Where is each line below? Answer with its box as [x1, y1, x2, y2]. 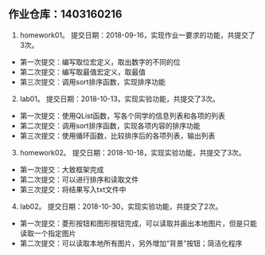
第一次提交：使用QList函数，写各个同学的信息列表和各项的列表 [19, 111, 225, 120]
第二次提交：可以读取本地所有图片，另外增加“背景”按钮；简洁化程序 [19, 238, 243, 248]
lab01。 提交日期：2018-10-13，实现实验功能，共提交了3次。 [19, 94, 220, 104]
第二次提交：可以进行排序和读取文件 [19, 175, 139, 184]
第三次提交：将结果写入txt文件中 [19, 184, 127, 194]
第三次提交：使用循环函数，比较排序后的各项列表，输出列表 [19, 131, 216, 140]
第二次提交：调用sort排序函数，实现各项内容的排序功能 [19, 120, 201, 130]
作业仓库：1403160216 [8, 7, 123, 22]
